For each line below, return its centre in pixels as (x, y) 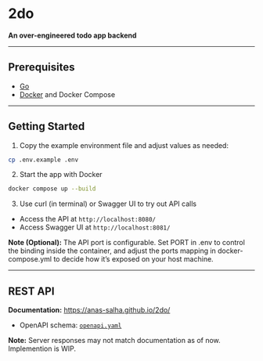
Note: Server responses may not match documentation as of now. (114, 341)
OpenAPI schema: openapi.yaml (70, 325)
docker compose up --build (52, 189)
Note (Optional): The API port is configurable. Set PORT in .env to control (126, 243)
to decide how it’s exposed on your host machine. (133, 259)
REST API (31, 291)
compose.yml (30, 259)
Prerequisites (41, 67)
